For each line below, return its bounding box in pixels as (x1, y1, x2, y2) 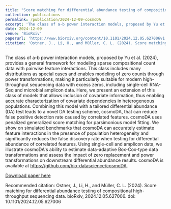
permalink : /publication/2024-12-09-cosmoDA (5, 17, 101, 22)
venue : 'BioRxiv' (5, 31, 42, 36)
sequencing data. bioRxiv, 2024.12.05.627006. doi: (30, 193, 136, 199)
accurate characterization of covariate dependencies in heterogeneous (5, 98, 155, 104)
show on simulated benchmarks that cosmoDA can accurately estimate (5, 125, 154, 131)
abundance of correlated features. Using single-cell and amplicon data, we (5, 141, 162, 147)
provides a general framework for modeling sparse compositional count (5, 59, 156, 66)
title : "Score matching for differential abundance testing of (5, 7, 142, 13)
